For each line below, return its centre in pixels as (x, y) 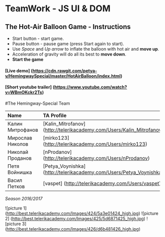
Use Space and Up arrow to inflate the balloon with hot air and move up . (86, 49)
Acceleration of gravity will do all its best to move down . (69, 54)
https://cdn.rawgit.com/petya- (65, 71)
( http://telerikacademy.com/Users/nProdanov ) (96, 158)
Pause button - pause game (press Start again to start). (68, 44)
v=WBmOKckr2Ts (24, 92)
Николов (18, 144)
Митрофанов (23, 130)
